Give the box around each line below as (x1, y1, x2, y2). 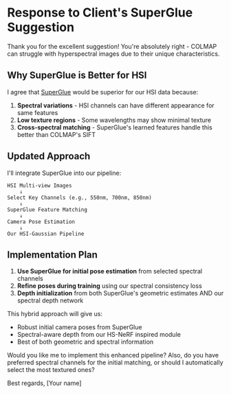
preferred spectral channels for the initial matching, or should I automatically (7, 358, 223, 366)
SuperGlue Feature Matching (7, 206, 88, 213)
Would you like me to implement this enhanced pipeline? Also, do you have (7, 351, 219, 360)
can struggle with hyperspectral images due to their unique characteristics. (7, 50, 220, 58)
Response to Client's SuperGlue (7, 5, 193, 21)
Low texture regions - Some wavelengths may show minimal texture (16, 116, 212, 124)
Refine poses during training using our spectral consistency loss (16, 282, 203, 290)
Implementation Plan (7, 249, 98, 260)
